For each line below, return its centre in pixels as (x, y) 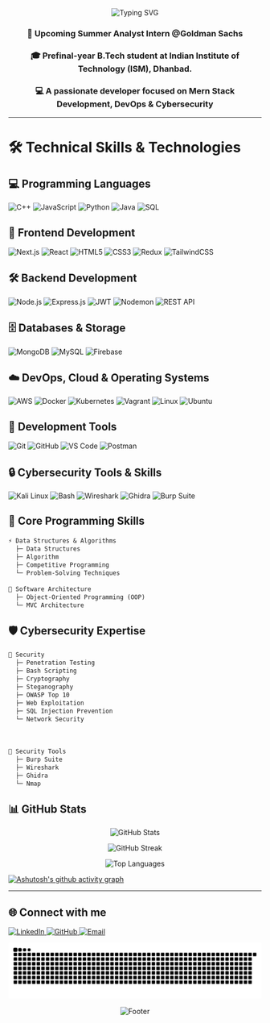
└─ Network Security (50, 719)
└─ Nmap (29, 784)
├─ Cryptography (43, 679)
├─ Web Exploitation (50, 703)
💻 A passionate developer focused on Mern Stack (135, 90)
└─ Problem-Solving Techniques (68, 573)
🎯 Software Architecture (50, 589)
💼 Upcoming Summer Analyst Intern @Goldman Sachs (135, 33)
